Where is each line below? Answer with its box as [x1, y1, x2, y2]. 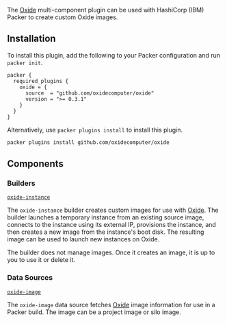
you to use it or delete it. [7, 256, 76, 264]
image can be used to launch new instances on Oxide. [7, 235, 160, 243]
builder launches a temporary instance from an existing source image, [7, 213, 204, 222]
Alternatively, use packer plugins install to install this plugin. [7, 125, 183, 134]
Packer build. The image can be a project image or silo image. [7, 308, 181, 316]
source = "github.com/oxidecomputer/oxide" [25, 89, 155, 97]
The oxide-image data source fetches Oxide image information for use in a [7, 300, 215, 309]
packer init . [7, 58, 43, 67]
